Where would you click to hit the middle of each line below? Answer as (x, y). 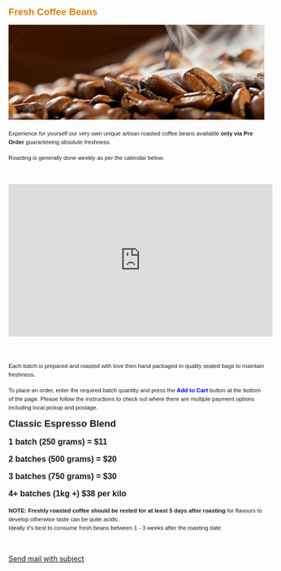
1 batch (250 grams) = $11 (58, 442)
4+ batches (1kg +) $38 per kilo (68, 493)
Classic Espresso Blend (62, 423)
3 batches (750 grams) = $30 (63, 476)
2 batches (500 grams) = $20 (63, 459)
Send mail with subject (46, 558)
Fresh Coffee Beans (53, 12)
